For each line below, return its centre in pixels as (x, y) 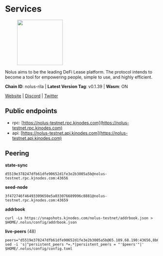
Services (24, 9)
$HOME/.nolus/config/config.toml (39, 248)
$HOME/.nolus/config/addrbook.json (41, 222)
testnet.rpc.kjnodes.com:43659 (37, 200)
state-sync (16, 165)
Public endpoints (31, 111)
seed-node (16, 187)
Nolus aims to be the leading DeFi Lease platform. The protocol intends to (79, 72)
